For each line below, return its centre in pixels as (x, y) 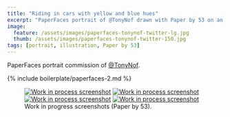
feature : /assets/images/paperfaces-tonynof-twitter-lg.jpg (101, 33)
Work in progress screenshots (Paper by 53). (88, 106)
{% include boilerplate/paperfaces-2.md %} (70, 78)
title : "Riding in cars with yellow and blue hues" (83, 13)
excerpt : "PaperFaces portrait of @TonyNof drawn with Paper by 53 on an (115, 20)
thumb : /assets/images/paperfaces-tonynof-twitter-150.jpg (100, 39)
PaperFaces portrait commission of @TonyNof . (74, 65)
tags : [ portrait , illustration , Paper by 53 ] (73, 45)
